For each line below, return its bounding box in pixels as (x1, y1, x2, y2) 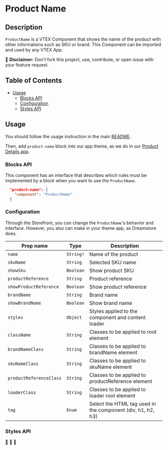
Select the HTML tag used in (89, 400, 156, 407)
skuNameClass (7, 361, 39, 366)
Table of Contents (5, 76, 62, 85)
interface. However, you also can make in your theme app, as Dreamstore (5, 225, 156, 231)
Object (66, 314, 82, 320)
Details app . (5, 148, 30, 154)
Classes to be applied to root (89, 328, 156, 335)
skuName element (89, 363, 132, 370)
